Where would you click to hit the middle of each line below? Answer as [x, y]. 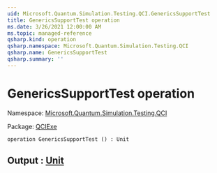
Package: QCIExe [32, 126]
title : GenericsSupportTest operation [63, 20]
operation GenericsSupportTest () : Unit [68, 139]
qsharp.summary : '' [36, 59]
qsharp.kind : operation [42, 40]
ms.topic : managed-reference [50, 33]
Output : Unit [36, 161]
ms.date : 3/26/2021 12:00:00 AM [54, 27]
